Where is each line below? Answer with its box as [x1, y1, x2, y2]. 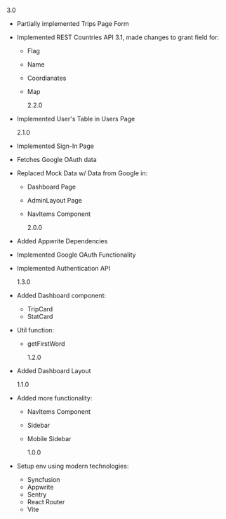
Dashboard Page [27, 182, 77, 191]
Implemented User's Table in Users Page [16, 115, 135, 123]
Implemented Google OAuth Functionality [16, 250, 136, 259]
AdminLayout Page [27, 196, 82, 204]
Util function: [16, 326, 54, 334]
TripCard [27, 305, 53, 313]
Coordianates [27, 74, 67, 82]
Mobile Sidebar [27, 435, 72, 443]
